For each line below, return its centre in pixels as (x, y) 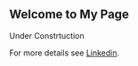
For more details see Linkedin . (65, 53)
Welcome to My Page (69, 15)
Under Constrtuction (47, 35)
